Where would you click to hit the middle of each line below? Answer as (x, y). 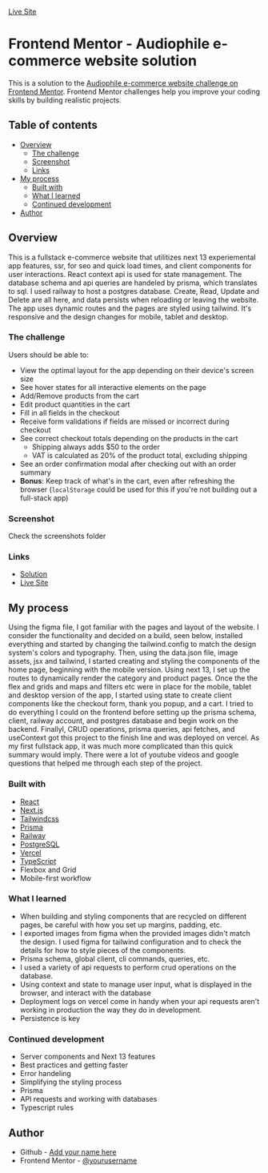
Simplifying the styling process (71, 1082)
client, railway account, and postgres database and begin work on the (123, 721)
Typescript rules (47, 1107)
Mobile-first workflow (56, 878)
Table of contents (53, 125)
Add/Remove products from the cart (80, 396)
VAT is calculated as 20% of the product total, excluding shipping (140, 455)
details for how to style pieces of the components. (103, 950)
